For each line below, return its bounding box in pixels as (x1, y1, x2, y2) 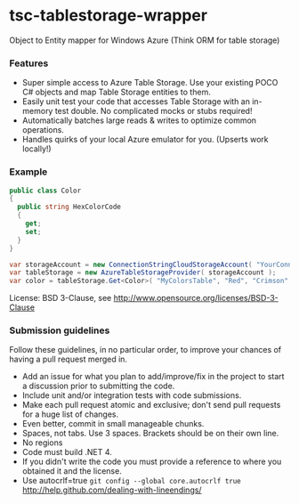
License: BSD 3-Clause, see (9, 293, 112, 304)
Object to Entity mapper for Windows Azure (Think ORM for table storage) (9, 35, 280, 45)
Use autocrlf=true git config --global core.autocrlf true (21, 476, 242, 486)
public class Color (9, 186, 82, 195)
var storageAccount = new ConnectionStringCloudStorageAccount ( (9, 260, 253, 269)
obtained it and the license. (21, 466, 122, 476)
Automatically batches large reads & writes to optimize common (21, 115, 256, 126)
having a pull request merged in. (9, 354, 127, 365)
